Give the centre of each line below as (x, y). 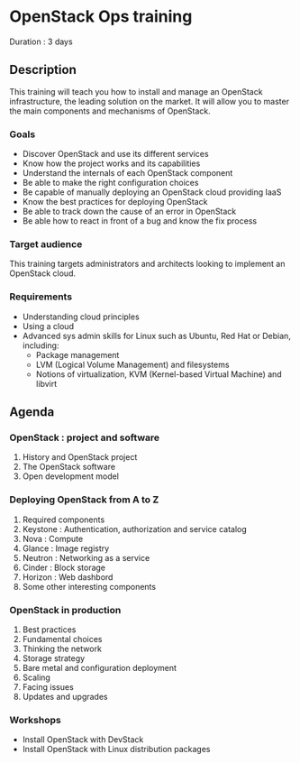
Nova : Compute (53, 538)
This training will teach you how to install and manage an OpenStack (136, 91)
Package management (77, 354)
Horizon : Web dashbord (68, 577)
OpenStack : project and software (85, 437)
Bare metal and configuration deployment (100, 667)
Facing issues (48, 686)
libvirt (46, 383)
